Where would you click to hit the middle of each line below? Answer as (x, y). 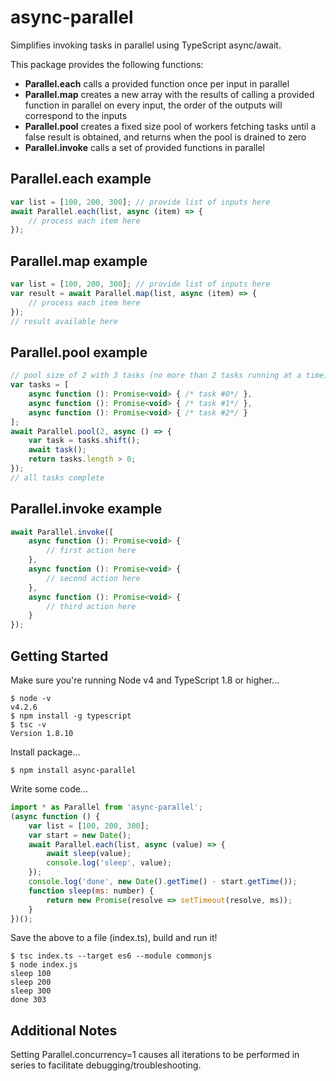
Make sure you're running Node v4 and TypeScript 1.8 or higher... (145, 680)
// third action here (91, 606)
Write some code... (49, 789)
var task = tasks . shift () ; (84, 441)
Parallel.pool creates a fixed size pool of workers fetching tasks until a (170, 126)
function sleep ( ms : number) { (91, 891)
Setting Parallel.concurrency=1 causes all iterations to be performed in (155, 1055)
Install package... (45, 752)
